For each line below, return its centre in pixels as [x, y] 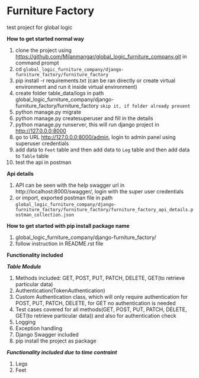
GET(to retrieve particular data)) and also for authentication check [96, 315]
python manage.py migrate [48, 112]
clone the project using [43, 50]
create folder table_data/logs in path [60, 93]
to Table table [32, 156]
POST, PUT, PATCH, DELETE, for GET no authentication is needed [96, 303]
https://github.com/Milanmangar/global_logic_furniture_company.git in [101, 56]
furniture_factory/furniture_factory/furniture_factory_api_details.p [104, 209]
